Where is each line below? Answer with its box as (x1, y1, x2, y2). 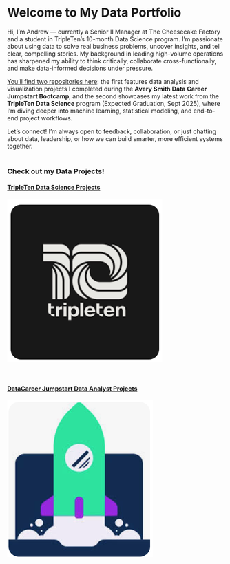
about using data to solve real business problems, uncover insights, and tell (7, 42, 221, 50)
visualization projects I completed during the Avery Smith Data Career (7, 85, 207, 93)
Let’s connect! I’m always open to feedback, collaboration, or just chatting (7, 127, 217, 135)
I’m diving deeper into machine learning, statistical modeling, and (7, 107, 192, 115)
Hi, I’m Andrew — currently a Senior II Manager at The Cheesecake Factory (7, 28, 220, 36)
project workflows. (19, 113, 73, 122)
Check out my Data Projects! (7, 166, 105, 176)
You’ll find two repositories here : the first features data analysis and (7, 77, 200, 85)
